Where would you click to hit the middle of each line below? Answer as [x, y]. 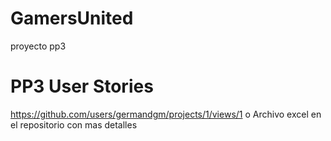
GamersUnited [72, 18]
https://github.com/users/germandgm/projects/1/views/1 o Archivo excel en [166, 114]
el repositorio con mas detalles [74, 124]
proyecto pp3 [38, 46]
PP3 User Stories [82, 86]
